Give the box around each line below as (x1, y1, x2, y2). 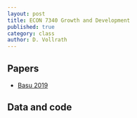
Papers (7, 63, 39, 74)
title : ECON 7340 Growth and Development (7, 17, 131, 24)
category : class (7, 29, 55, 37)
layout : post (7, 10, 46, 18)
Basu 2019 (17, 81, 48, 89)
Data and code (7, 101, 72, 113)
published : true (7, 23, 55, 30)
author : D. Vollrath (7, 37, 68, 44)
